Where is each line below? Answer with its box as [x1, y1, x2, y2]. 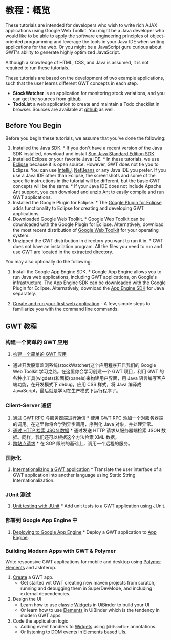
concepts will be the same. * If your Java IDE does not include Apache [12, 183, 161, 189]
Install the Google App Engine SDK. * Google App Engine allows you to [12, 268, 162, 275]
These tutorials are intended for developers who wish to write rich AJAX [5, 22, 158, 28]
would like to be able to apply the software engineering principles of [5, 33, 149, 39]
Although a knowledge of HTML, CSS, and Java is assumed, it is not [5, 59, 149, 65]
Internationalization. [12, 477, 55, 483]
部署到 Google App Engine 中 [5, 517, 78, 524]
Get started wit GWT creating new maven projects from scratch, [20, 579, 156, 586]
